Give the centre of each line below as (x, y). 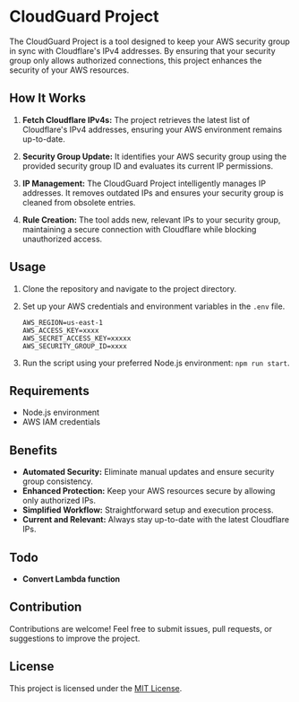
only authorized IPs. (59, 501)
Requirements (49, 391)
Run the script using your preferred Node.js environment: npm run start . (156, 363)
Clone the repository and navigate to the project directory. (129, 288)
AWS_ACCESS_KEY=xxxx (60, 330)
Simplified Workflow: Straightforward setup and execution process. (148, 510)
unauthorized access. (62, 239)
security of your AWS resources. (69, 70)
